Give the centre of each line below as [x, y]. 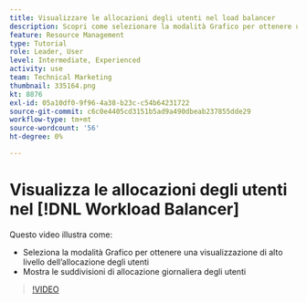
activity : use [37, 69]
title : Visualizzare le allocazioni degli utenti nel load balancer [143, 18]
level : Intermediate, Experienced [75, 60]
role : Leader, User [47, 52]
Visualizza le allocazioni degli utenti [148, 190]
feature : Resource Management [67, 35]
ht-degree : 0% [37, 137]
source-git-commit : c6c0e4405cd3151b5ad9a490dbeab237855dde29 [130, 111]
